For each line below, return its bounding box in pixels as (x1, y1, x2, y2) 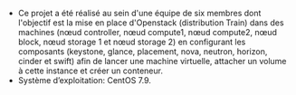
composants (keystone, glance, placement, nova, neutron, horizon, (17, 46, 268, 57)
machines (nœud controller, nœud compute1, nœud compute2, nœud (17, 27, 278, 37)
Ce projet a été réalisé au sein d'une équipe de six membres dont (17, 8, 262, 18)
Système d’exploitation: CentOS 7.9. (17, 75, 152, 85)
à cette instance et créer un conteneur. (17, 65, 163, 76)
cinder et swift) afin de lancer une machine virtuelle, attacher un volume (17, 56, 287, 66)
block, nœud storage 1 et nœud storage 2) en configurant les (17, 36, 246, 47)
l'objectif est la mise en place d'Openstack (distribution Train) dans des (17, 17, 284, 28)
